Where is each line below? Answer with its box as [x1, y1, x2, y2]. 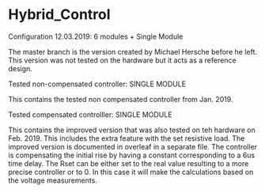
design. [8, 63, 33, 73]
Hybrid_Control [8, 6, 111, 24]
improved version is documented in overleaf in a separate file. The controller [8, 142, 258, 151]
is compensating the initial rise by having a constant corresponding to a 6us [8, 150, 256, 160]
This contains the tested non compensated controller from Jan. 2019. [8, 94, 233, 104]
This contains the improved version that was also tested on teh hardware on [8, 125, 256, 134]
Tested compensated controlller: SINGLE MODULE [8, 109, 172, 119]
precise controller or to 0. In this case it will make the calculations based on [8, 167, 254, 176]
